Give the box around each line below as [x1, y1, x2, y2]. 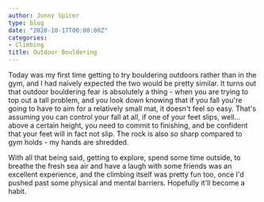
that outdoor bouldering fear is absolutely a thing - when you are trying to [8, 87, 248, 96]
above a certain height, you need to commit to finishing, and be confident [8, 120, 248, 130]
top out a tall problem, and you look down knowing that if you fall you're [8, 96, 243, 105]
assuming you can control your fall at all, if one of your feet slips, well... [8, 112, 241, 121]
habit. [8, 187, 27, 196]
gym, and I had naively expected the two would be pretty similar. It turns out [8, 78, 257, 88]
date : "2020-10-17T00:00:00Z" [8, 26, 109, 34]
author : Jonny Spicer [8, 11, 80, 20]
